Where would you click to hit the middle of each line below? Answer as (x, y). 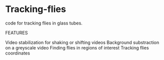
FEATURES (17, 32)
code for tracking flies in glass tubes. (44, 23)
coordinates (18, 53)
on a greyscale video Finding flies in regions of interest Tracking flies (77, 47)
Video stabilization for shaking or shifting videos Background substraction (82, 42)
